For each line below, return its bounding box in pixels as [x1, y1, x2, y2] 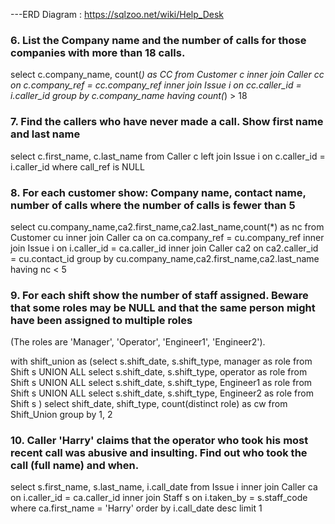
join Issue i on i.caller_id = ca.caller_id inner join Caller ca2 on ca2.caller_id [10, 242, 319, 254]
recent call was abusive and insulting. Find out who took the [10, 446, 308, 460]
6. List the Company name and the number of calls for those [10, 33, 307, 47]
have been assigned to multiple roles [10, 313, 193, 327]
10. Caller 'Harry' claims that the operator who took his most [10, 434, 309, 448]
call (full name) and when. [10, 459, 140, 473]
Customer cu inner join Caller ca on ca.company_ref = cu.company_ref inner [10, 231, 325, 243]
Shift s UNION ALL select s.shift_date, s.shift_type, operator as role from [10, 366, 308, 378]
